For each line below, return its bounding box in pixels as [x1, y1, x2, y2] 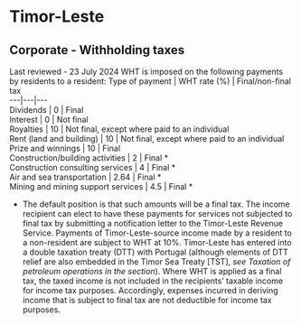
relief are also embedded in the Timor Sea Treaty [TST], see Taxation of [22, 256, 291, 267]
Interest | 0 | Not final [9, 115, 89, 125]
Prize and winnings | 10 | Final [9, 143, 120, 153]
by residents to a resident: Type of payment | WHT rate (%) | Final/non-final [9, 76, 292, 87]
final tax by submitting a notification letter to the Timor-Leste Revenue [22, 218, 283, 228]
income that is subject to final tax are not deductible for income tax [22, 295, 273, 305]
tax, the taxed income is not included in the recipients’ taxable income [22, 275, 283, 286]
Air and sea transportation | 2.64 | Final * [9, 171, 162, 182]
